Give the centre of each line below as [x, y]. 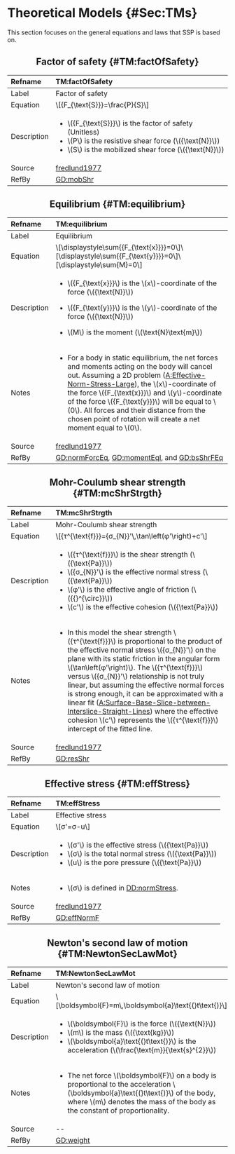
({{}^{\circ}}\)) [90, 599]
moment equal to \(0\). [105, 428]
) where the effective [184, 712]
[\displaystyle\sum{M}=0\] [99, 264]
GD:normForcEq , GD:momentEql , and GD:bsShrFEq [140, 457]
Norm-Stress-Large [101, 383]
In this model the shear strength [120, 632]
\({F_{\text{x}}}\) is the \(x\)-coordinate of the [142, 283]
